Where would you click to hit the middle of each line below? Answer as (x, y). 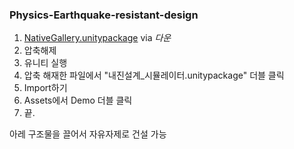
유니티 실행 (45, 63)
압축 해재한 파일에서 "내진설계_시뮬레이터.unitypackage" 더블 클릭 (154, 75)
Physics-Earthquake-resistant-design (104, 15)
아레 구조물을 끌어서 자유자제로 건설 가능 (88, 134)
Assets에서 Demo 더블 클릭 (78, 100)
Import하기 (45, 88)
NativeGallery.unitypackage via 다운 (97, 38)
